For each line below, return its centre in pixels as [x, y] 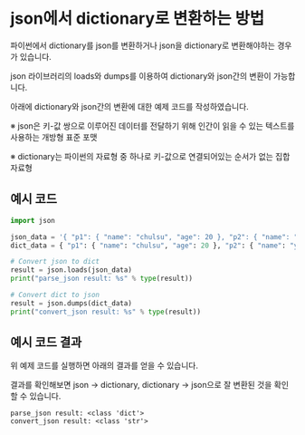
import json [33, 220]
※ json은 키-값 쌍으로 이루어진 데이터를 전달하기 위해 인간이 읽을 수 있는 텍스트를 [152, 126]
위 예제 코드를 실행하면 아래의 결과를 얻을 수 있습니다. [104, 366]
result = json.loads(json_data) [71, 270]
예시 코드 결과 [46, 342]
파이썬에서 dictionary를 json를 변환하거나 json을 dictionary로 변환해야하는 [143, 45]
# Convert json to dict [55, 262]
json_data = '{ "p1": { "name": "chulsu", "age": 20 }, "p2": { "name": [150, 237]
